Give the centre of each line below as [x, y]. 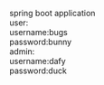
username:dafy [38, 61]
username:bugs [38, 32]
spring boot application [52, 13]
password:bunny [41, 42]
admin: [22, 52]
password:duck [38, 71]
